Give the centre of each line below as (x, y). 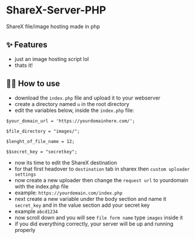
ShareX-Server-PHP (56, 10)
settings (25, 174)
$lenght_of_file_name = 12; (41, 141)
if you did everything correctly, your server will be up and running (94, 224)
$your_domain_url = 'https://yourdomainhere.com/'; (70, 121)
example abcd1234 (36, 211)
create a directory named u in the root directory (72, 104)
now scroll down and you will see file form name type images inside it (99, 217)
